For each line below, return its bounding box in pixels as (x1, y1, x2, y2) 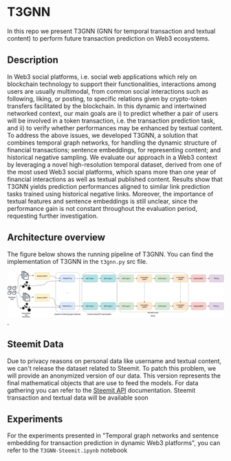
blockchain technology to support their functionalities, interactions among (7, 80, 217, 88)
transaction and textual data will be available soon (7, 393, 149, 402)
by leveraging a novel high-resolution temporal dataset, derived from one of (7, 160, 222, 169)
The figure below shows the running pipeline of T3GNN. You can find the (7, 249, 214, 258)
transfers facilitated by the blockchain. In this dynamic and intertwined (7, 101, 206, 110)
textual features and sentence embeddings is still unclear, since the (7, 197, 198, 205)
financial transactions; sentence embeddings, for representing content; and (7, 145, 221, 154)
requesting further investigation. (7, 212, 98, 220)
